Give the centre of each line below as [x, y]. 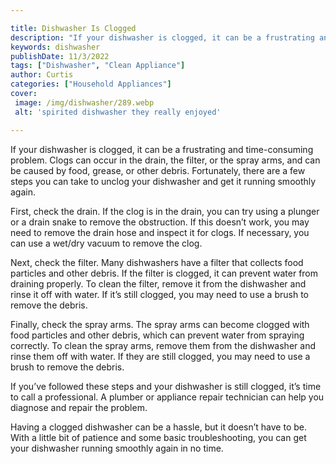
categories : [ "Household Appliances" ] [91, 84]
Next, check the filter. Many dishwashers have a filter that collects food [157, 262]
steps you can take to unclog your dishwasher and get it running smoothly [163, 181]
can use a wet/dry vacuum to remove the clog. [106, 243]
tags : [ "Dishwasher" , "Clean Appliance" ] [98, 66]
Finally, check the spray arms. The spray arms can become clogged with [160, 324]
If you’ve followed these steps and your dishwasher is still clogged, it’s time [166, 386]
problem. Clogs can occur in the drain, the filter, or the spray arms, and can [165, 160]
